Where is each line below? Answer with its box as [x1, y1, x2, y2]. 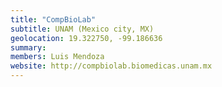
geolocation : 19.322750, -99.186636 [10, 33, 163, 43]
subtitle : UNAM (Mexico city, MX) [10, 24, 155, 34]
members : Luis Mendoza [10, 52, 105, 62]
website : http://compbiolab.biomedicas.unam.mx [10, 61, 213, 71]
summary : [10, 42, 47, 53]
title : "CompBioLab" [10, 14, 97, 25]
